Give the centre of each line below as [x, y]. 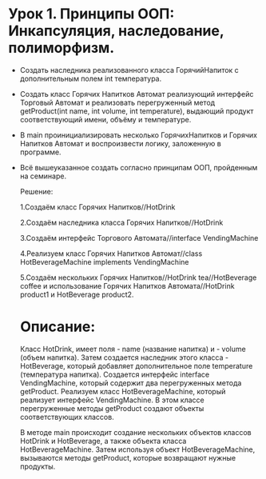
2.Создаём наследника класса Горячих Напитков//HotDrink [121, 222]
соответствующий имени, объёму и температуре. [105, 119]
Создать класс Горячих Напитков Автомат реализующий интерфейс [137, 94]
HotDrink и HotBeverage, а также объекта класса [103, 441]
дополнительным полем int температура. [91, 78]
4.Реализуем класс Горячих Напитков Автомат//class [111, 253]
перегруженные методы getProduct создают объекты [112, 408]
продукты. [38, 466]
